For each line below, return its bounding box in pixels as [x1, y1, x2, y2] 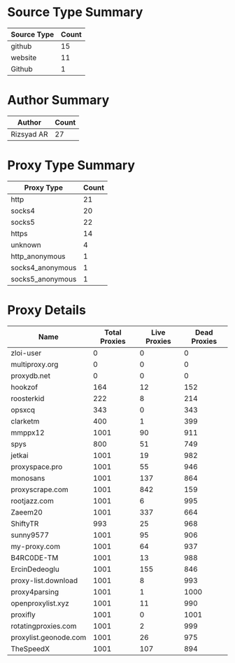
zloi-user [10, 348, 42, 358]
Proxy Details [7, 302, 86, 318]
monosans [10, 473, 45, 483]
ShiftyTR [10, 519, 39, 529]
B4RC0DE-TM [10, 552, 59, 562]
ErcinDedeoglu [10, 564, 59, 574]
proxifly [10, 610, 36, 620]
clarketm [10, 416, 40, 426]
